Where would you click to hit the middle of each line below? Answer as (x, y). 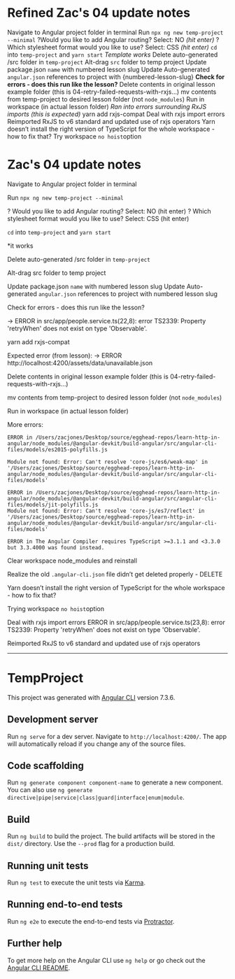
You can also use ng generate (50, 790)
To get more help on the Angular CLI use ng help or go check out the (106, 960)
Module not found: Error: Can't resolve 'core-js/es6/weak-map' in (108, 462)
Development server (53, 720)
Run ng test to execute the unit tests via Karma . (76, 882)
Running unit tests (48, 866)
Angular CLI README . (39, 968)
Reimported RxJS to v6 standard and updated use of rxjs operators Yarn (111, 121)
